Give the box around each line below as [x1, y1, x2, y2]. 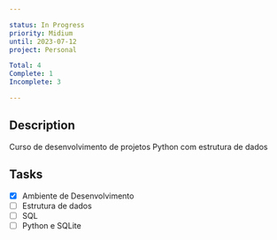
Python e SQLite [21, 220, 81, 230]
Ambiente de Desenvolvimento [21, 191, 135, 201]
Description [9, 118, 75, 133]
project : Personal [9, 45, 77, 54]
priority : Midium [9, 28, 73, 38]
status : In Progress [9, 20, 86, 29]
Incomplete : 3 [9, 78, 62, 86]
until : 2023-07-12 [9, 37, 77, 46]
